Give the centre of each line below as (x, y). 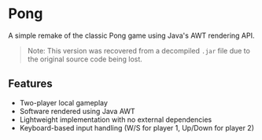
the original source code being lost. (85, 59)
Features (30, 84)
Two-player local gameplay (64, 102)
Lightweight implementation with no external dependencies (116, 120)
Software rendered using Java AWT (77, 111)
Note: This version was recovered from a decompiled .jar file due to (138, 50)
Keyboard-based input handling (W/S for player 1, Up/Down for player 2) (137, 127)
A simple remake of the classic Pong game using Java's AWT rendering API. (131, 35)
